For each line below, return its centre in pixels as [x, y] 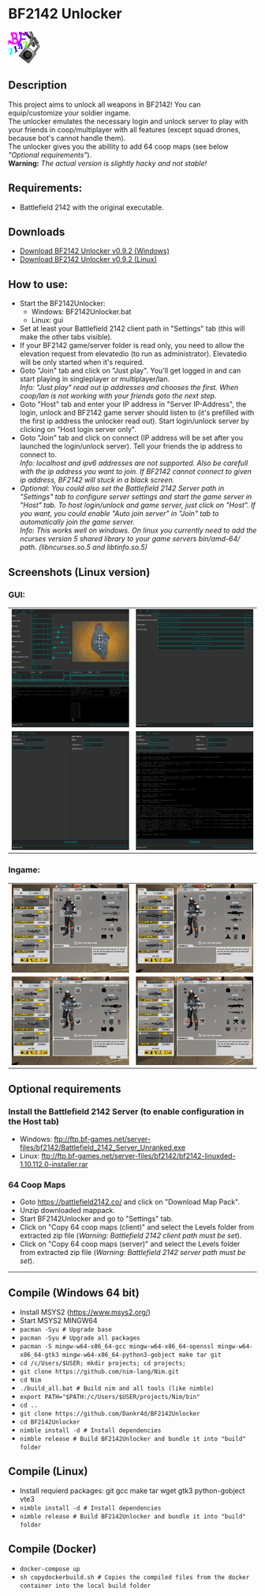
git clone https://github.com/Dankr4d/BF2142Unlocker [110, 1413]
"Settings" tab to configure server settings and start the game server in [136, 497]
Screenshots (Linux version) [79, 572]
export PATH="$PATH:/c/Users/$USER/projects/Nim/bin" [110, 1397]
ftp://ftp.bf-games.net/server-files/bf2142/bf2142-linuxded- [138, 1155]
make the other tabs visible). [66, 337]
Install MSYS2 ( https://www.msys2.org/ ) [85, 1312]
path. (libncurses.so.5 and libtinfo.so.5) [84, 548]
